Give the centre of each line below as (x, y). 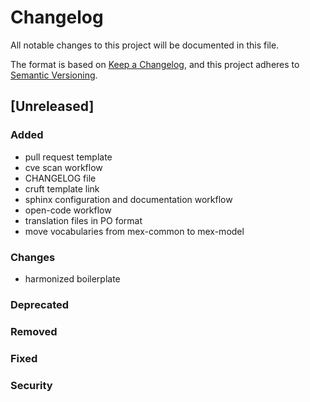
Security (31, 385)
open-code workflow (68, 210)
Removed (34, 331)
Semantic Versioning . (54, 75)
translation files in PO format (83, 220)
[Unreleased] (52, 106)
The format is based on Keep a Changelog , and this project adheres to (155, 64)
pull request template (68, 157)
